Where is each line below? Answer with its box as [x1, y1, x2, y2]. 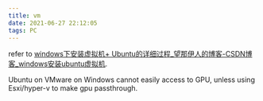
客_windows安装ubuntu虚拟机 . [8, 59, 108, 68]
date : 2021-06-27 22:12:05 [8, 19, 98, 27]
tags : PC [8, 26, 37, 34]
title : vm [8, 11, 41, 20]
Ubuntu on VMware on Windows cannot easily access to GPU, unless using [8, 75, 256, 84]
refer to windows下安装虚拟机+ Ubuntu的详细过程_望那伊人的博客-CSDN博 [8, 49, 253, 59]
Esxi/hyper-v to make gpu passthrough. [8, 84, 138, 93]
